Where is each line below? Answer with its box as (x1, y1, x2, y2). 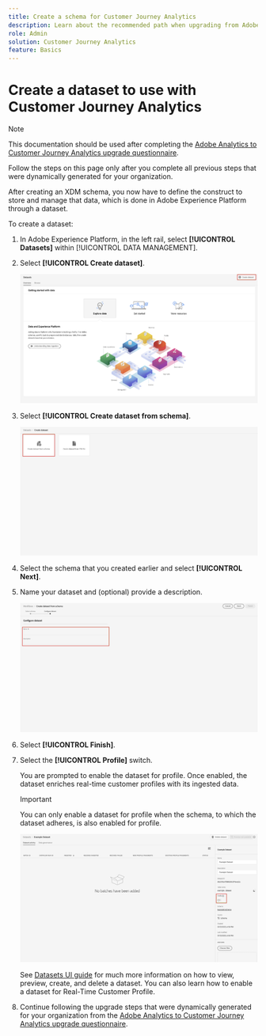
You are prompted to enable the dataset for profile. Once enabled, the (19, 770, 248, 780)
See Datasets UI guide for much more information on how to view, (19, 970, 235, 979)
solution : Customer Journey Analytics (8, 38, 136, 46)
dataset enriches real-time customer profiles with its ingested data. (19, 779, 239, 788)
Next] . (19, 572, 41, 582)
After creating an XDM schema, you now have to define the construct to (8, 187, 243, 197)
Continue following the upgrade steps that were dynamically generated (19, 1002, 252, 1011)
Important (19, 794, 52, 803)
